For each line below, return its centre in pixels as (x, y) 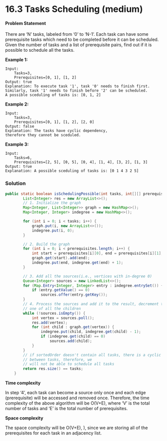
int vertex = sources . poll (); (63, 318)
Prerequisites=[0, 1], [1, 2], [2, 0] (54, 122)
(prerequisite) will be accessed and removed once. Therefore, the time (77, 398)
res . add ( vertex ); (50, 323)
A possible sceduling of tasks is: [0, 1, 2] (53, 95)
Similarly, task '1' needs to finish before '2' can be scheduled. (77, 91)
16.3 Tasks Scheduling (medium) (74, 9)
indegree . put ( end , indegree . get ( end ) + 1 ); (77, 263)
